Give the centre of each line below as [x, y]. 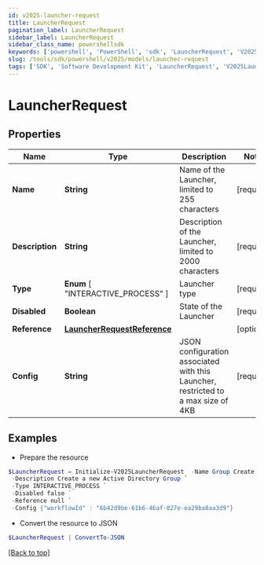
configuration [204, 351]
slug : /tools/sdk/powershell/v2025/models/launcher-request [109, 60]
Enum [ [78, 284]
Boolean [80, 311]
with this [195, 371]
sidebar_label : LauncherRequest [61, 37]
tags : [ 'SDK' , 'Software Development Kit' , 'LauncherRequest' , [114, 67]
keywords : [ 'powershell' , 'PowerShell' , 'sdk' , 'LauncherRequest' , [121, 52]
